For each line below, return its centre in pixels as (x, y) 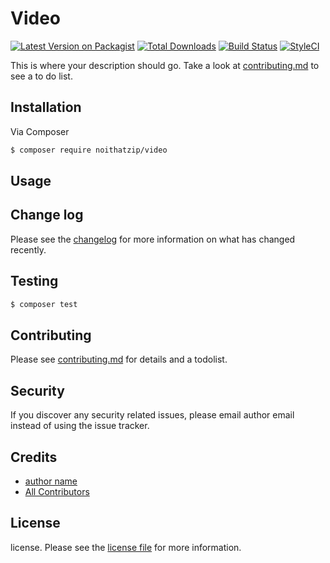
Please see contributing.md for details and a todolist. (119, 359)
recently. (28, 249)
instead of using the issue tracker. (80, 426)
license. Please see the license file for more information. (126, 547)
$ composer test (44, 304)
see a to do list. (41, 76)
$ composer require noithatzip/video (89, 150)
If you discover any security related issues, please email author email (152, 415)
